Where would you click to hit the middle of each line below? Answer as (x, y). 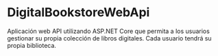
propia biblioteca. (32, 45)
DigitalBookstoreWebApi (78, 12)
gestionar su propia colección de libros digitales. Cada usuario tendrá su (109, 38)
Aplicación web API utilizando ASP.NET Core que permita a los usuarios (109, 31)
